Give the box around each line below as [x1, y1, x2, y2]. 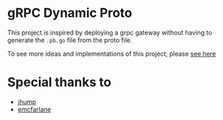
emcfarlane [17, 104, 52, 114]
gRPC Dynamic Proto [7, 5, 132, 21]
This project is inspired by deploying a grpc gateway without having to [7, 28, 212, 37]
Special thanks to [7, 74, 112, 90]
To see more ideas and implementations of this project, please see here [7, 49, 216, 58]
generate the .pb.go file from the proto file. [7, 35, 132, 44]
